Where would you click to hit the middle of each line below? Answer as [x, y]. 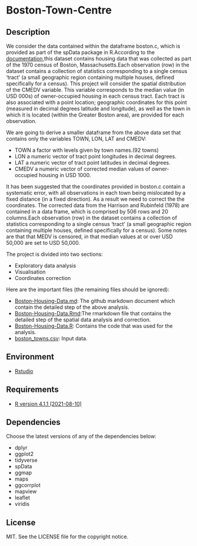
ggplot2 [24, 454]
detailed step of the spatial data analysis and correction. [83, 319]
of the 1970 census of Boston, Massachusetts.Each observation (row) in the [98, 65]
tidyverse [26, 460]
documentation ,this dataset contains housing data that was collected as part [99, 59]
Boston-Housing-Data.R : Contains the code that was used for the [94, 326]
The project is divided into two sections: [55, 254]
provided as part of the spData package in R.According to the [80, 52]
